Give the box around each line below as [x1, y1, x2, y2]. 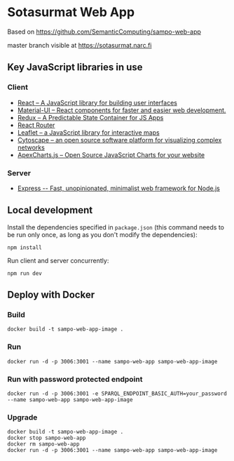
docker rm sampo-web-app [7, 441, 80, 448]
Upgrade [7, 412, 38, 422]
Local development [7, 204, 93, 216]
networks [17, 143, 46, 152]
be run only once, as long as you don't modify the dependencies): [7, 230, 198, 239]
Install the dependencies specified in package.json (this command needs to [7, 222, 225, 232]
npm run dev [7, 269, 42, 277]
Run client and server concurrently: [7, 256, 109, 265]
